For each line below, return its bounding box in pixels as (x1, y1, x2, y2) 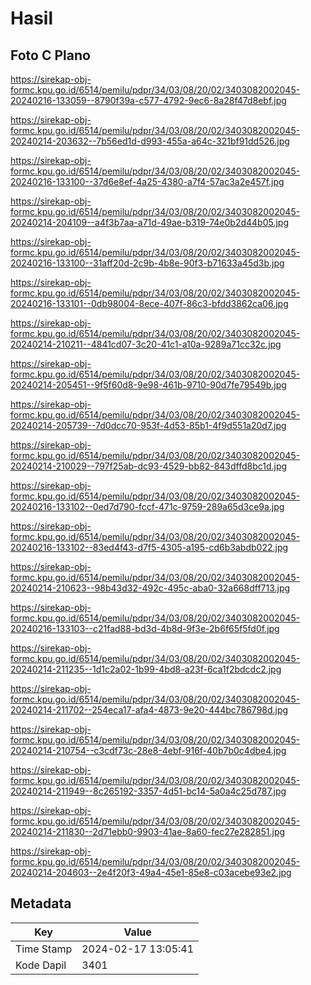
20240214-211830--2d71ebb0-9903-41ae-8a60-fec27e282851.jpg (10, 826, 286, 837)
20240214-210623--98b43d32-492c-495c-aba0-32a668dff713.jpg (10, 582, 291, 594)
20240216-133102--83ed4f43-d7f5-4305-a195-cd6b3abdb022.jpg (10, 542, 289, 553)
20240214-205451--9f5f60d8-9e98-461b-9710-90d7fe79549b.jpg (10, 379, 287, 391)
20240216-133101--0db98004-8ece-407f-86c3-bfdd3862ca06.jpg (10, 298, 289, 309)
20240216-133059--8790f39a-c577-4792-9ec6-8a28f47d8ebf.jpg (10, 95, 287, 106)
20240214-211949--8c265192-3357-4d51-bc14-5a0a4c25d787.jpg (10, 785, 287, 797)
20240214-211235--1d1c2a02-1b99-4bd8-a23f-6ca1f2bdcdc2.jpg (10, 663, 282, 675)
